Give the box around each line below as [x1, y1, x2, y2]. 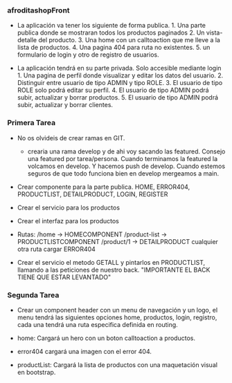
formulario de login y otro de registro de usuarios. [17, 50, 159, 59]
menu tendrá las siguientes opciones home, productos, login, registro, [17, 313, 217, 321]
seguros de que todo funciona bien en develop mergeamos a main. [27, 169, 220, 178]
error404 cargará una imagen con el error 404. [17, 347, 152, 355]
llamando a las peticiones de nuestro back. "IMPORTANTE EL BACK [17, 265, 211, 274]
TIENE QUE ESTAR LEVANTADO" [17, 272, 111, 281]
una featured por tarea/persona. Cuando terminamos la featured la [27, 154, 218, 162]
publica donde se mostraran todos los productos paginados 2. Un [17, 28, 205, 37]
